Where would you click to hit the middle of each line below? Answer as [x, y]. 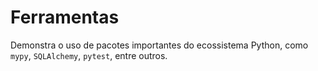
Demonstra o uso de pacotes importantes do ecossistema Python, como [159, 45]
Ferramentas [65, 17]
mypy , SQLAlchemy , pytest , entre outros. [89, 55]
